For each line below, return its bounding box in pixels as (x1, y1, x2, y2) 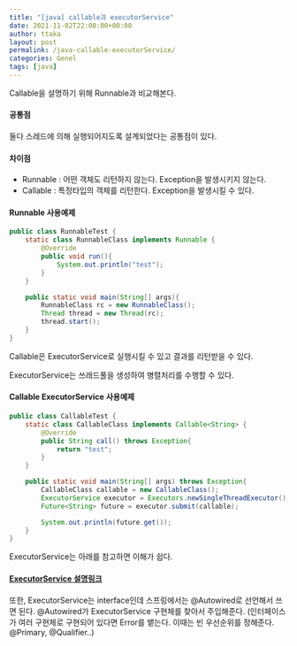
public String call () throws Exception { (41, 436, 192, 445)
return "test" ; (56, 444, 113, 454)
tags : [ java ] (9, 63, 57, 72)
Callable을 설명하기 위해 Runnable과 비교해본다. (9, 88, 177, 98)
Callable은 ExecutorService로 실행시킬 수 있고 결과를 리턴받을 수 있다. (9, 350, 254, 361)
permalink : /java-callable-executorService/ (9, 46, 176, 55)
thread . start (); (41, 318, 101, 327)
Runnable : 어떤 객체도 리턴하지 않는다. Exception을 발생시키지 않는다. (21, 174, 267, 185)
